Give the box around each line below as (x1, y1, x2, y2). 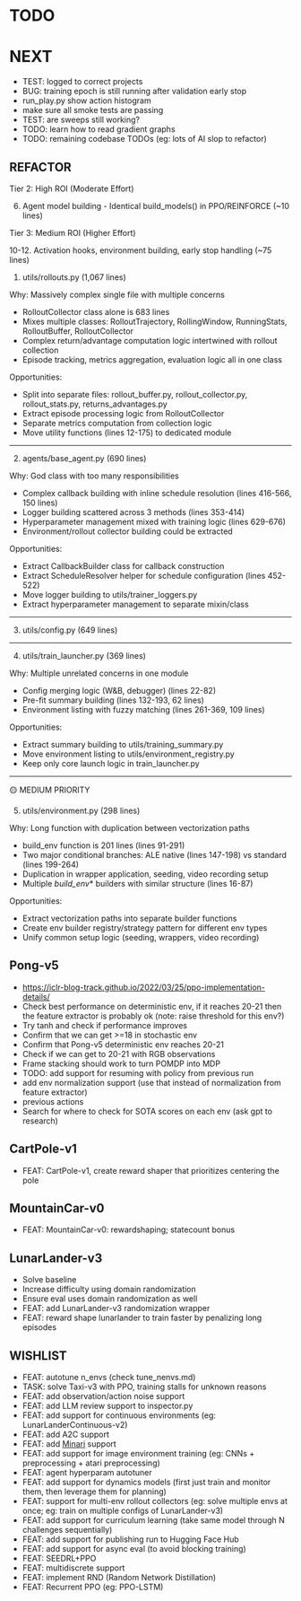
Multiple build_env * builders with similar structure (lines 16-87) (21, 878, 254, 888)
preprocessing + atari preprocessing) (21, 1457, 161, 1468)
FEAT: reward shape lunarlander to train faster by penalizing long (21, 1312, 262, 1324)
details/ (21, 991, 51, 1002)
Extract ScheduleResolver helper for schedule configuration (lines (21, 570, 266, 581)
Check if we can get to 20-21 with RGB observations (21, 1048, 216, 1059)
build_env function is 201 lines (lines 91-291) (21, 840, 185, 851)
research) (21, 1115, 58, 1126)
